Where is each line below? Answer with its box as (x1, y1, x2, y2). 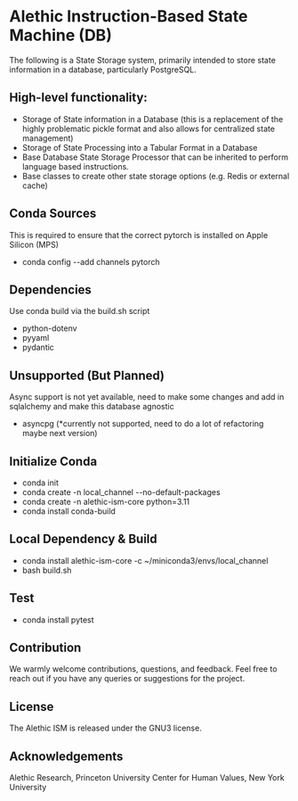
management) (21, 132, 74, 144)
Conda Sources (9, 206, 97, 221)
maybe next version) (21, 428, 98, 439)
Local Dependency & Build (9, 532, 157, 547)
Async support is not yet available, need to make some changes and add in (9, 392, 285, 402)
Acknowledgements (9, 748, 124, 764)
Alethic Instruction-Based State (9, 6, 248, 27)
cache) (21, 180, 49, 191)
